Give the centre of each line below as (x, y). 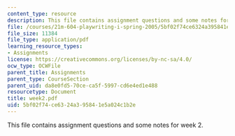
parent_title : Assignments (47, 72)
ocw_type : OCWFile (34, 66)
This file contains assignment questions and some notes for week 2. (106, 125)
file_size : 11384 (33, 33)
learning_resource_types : (45, 46)
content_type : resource (42, 14)
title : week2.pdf (33, 99)
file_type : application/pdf (48, 40)
